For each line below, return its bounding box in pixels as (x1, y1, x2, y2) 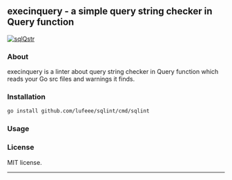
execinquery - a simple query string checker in (7, 6, 213, 17)
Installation (7, 92, 46, 102)
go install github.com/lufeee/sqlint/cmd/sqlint (7, 108, 150, 114)
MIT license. (7, 158, 43, 166)
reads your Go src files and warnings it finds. (7, 75, 135, 83)
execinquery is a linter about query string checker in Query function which (7, 68, 219, 76)
